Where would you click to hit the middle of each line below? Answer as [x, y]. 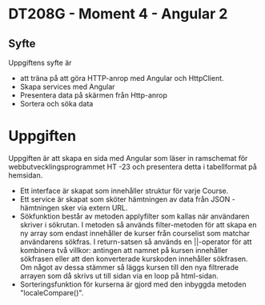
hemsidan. [26, 175]
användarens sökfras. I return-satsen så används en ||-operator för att [136, 242]
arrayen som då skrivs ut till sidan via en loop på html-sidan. [119, 275]
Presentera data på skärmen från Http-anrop [94, 95]
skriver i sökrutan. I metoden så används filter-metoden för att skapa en [138, 224]
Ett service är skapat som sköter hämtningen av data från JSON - [128, 199]
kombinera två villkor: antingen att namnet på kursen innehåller [124, 250]
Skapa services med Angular [67, 86]
